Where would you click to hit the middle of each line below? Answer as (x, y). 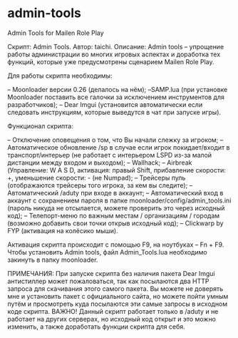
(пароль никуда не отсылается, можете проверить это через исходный (116, 208)
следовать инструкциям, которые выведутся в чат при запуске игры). (114, 112)
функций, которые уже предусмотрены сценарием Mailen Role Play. (111, 61)
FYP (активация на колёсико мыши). (63, 230)
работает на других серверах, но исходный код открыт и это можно (112, 319)
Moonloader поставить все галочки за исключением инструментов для (116, 97)
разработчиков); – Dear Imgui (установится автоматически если (105, 104)
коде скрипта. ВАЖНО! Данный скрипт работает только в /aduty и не (113, 311)
